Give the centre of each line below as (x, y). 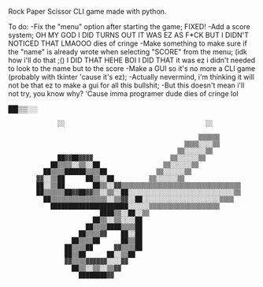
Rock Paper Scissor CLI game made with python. (87, 11)
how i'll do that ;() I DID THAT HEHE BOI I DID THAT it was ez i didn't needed (132, 60)
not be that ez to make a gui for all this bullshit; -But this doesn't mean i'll (126, 85)
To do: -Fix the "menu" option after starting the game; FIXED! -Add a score (129, 26)
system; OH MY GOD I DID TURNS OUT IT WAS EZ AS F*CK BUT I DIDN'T (129, 35)
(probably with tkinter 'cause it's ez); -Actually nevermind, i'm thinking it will (131, 77)
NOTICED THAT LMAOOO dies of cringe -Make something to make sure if (128, 43)
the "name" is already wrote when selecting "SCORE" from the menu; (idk (128, 52)
